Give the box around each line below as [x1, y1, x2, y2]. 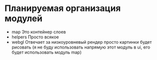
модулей [4, 13, 43, 24]
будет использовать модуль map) [11, 49, 82, 55]
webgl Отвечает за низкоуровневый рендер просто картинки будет [11, 39, 152, 45]
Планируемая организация [4, 3, 121, 14]
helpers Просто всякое [11, 34, 59, 40]
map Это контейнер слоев [11, 29, 66, 35]
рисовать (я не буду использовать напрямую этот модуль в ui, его [11, 44, 150, 50]
